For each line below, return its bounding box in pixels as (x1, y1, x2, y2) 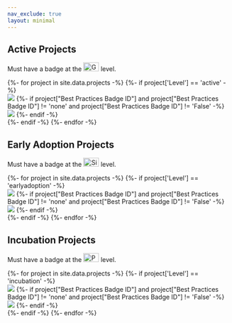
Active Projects (7, 43, 77, 55)
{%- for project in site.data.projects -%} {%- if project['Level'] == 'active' (7, 79, 222, 87)
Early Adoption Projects (7, 138, 115, 150)
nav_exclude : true (7, 10, 62, 18)
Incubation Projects (7, 234, 96, 246)
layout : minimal (7, 17, 55, 24)
